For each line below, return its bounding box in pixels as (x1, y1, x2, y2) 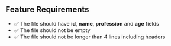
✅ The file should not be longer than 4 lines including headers (14, 33, 166, 40)
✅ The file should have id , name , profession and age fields (14, 20, 159, 27)
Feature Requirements (5, 5, 89, 15)
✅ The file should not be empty (14, 26, 91, 34)
